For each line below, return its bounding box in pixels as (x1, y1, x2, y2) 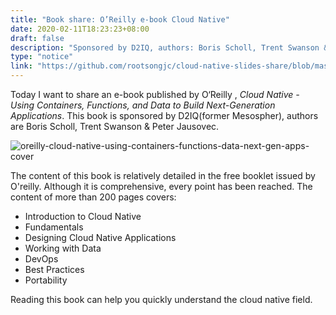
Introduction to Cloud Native (24, 211, 142, 222)
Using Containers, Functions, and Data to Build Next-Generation (10, 99, 276, 111)
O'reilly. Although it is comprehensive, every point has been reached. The (10, 181, 313, 192)
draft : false (10, 33, 65, 43)
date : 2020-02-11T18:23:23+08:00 (10, 24, 150, 34)
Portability (24, 274, 68, 286)
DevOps (24, 253, 59, 265)
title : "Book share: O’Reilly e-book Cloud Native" (10, 14, 230, 25)
